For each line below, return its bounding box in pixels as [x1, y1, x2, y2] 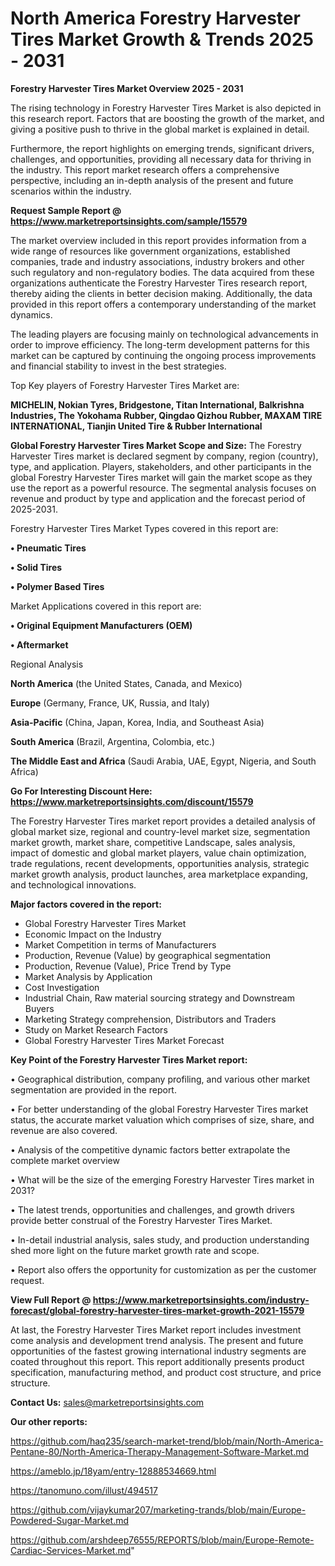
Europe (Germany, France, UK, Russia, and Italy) [10, 697, 210, 709]
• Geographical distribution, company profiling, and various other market [10, 1073, 311, 1085]
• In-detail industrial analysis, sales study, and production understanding [10, 1233, 310, 1246]
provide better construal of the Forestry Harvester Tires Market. [10, 1214, 273, 1226]
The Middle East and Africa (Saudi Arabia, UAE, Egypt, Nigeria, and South [10, 755, 317, 767]
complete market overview [10, 1154, 120, 1166]
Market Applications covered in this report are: [10, 600, 202, 612]
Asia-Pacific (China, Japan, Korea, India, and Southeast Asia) [10, 716, 265, 728]
